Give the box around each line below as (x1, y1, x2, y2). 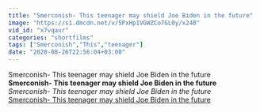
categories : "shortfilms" (8, 33, 94, 42)
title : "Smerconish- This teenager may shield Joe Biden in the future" (8, 11, 254, 20)
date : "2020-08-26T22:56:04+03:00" (8, 48, 126, 56)
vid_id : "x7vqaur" (8, 26, 69, 34)
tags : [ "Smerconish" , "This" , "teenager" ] (8, 41, 144, 49)
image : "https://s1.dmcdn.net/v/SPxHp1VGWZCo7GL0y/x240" (8, 19, 201, 27)
